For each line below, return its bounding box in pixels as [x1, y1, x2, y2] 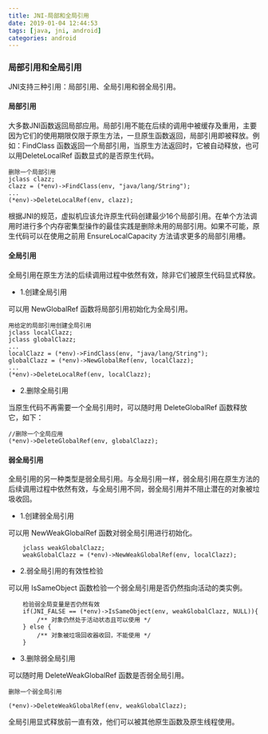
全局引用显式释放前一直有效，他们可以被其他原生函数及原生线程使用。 [8, 717, 239, 727]
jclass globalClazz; [8, 335, 77, 344]
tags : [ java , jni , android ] [8, 26, 102, 34]
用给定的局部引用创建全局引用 [8, 321, 92, 329]
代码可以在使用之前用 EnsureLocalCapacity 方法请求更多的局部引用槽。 [14, 231, 250, 241]
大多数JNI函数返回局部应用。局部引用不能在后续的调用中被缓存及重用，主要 [8, 121, 258, 130]
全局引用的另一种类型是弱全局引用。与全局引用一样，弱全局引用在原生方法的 [8, 474, 260, 484]
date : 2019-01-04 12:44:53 [8, 19, 98, 27]
